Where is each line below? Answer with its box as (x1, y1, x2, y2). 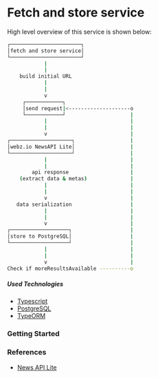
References (7, 348, 47, 357)
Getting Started (7, 329, 60, 339)
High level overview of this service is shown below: (7, 28, 153, 36)
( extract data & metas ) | (19, 176, 134, 182)
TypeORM (16, 312, 46, 320)
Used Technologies (7, 280, 64, 288)
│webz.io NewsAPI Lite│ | (7, 143, 134, 150)
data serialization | (16, 201, 134, 208)
